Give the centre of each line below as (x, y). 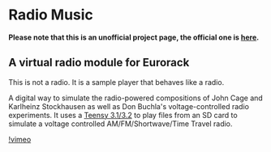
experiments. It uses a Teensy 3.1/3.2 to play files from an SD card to (123, 115)
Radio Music (51, 15)
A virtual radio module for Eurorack (99, 63)
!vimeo (20, 139)
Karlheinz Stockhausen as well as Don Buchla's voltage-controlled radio (129, 106)
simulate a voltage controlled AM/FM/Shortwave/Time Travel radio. (120, 124)
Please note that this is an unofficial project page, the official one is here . (134, 37)
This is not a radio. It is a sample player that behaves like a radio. (116, 82)
